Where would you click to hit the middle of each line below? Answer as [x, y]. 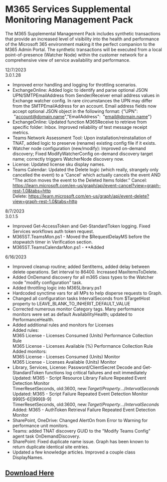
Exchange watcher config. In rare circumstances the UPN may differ [83, 100]
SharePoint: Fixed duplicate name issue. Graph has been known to [81, 441]
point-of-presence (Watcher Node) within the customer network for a [76, 55]
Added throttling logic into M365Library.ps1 [57, 287]
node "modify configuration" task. [47, 282]
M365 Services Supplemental [68, 9]
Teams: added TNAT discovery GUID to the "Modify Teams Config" [81, 431]
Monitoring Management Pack [69, 20]
